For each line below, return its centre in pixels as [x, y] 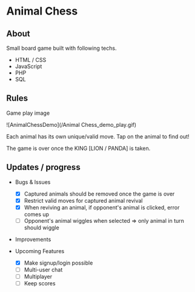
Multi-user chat [43, 270]
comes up [37, 214]
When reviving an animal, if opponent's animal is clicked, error [102, 207]
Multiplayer [38, 277]
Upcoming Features [40, 251]
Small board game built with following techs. [61, 48]
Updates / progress [43, 167]
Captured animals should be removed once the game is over [99, 194]
